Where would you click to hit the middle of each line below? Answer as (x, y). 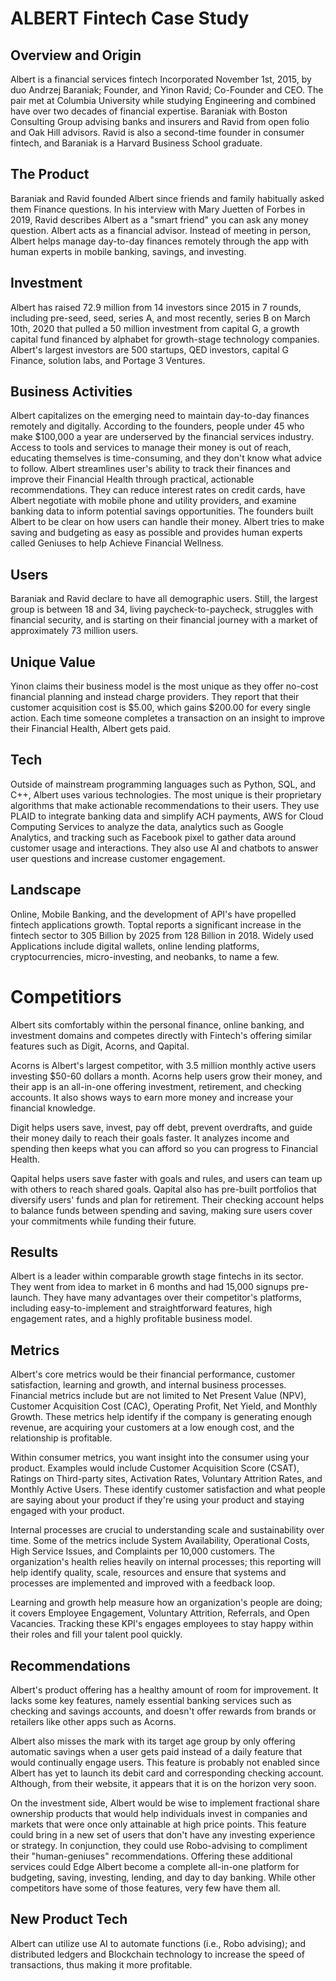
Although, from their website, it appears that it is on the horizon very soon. (163, 1784)
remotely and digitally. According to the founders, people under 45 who (157, 426)
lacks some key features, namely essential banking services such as (151, 1701)
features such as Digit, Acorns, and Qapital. (100, 1046)
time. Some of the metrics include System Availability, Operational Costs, (160, 1541)
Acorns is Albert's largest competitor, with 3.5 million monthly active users (163, 1065)
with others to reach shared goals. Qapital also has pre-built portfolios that (163, 1189)
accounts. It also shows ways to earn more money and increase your (152, 1097)
